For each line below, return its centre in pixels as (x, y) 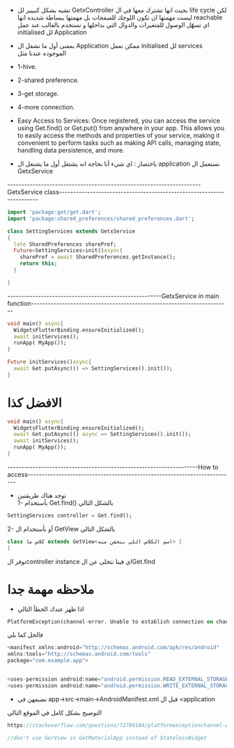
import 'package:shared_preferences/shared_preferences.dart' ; (101, 219)
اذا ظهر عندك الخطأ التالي (50, 609)
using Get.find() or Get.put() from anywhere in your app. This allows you (121, 128)
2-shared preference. (48, 80)
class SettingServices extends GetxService (71, 231)
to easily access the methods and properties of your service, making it (118, 135)
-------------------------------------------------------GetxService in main (113, 296)
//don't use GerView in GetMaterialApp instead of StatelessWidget (107, 738)
